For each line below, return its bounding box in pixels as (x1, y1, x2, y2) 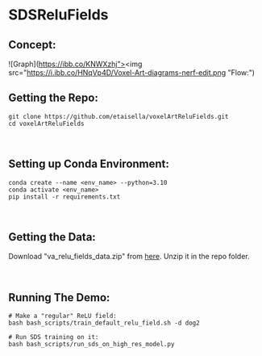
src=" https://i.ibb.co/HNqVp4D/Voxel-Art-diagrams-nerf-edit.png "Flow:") (8, 68, 256, 77)
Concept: (8, 38, 56, 52)
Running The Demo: (8, 291, 110, 304)
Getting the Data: (8, 230, 97, 244)
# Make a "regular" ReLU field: (8, 312, 117, 320)
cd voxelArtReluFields (8, 119, 85, 128)
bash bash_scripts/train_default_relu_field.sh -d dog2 (8, 319, 200, 328)
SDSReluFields (8, 6, 109, 24)
